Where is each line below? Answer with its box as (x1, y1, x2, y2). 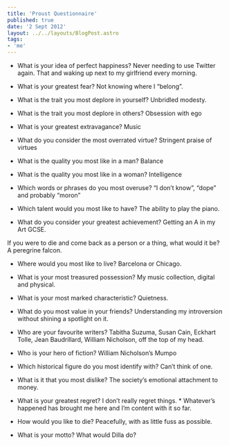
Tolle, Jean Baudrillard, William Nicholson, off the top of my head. (17, 336, 204, 343)
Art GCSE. (17, 225, 46, 233)
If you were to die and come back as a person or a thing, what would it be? (7, 239, 220, 247)
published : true (7, 17, 54, 24)
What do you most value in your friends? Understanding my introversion (17, 307, 223, 316)
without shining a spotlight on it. (17, 315, 109, 323)
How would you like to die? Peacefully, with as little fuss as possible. (17, 418, 212, 425)
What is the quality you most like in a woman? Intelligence (17, 171, 182, 178)
